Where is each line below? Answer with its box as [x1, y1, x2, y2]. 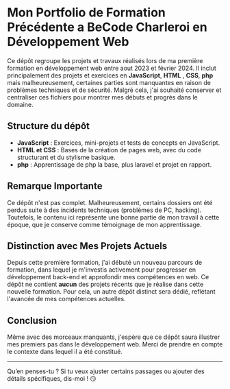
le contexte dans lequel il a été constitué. [7, 348, 123, 356]
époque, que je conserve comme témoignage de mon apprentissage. [7, 220, 202, 228]
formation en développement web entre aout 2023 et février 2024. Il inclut [7, 64, 217, 72]
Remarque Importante [7, 180, 103, 192]
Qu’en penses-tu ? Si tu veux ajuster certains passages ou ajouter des [7, 367, 205, 375]
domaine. [7, 100, 34, 108]
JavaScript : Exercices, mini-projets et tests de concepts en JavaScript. [16, 139, 220, 147]
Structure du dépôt [7, 120, 90, 132]
